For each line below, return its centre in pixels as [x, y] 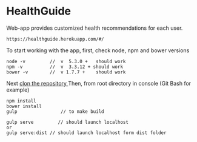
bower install [24, 106]
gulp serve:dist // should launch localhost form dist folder [86, 133]
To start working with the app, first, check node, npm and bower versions [98, 50]
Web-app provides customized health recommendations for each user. [95, 28]
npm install [21, 101]
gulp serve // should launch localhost [68, 122]
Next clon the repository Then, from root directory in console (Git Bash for [99, 83]
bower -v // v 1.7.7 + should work [66, 72]
